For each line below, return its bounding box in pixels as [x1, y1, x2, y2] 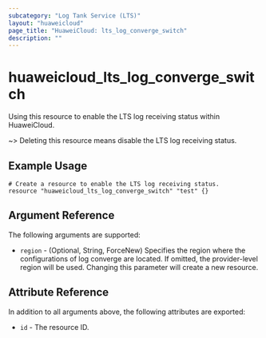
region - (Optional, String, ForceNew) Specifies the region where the [19, 245, 246, 255]
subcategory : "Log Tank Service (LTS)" [8, 11, 141, 20]
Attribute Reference [8, 285, 109, 300]
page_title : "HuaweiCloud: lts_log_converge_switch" [8, 26, 188, 34]
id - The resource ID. [19, 322, 89, 332]
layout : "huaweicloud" [8, 19, 84, 27]
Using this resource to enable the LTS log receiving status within [8, 112, 220, 121]
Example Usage [8, 159, 88, 173]
